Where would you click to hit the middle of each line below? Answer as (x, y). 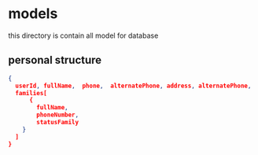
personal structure (55, 60)
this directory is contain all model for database (83, 35)
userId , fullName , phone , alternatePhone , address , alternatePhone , (133, 86)
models (33, 14)
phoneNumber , (58, 115)
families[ (31, 93)
